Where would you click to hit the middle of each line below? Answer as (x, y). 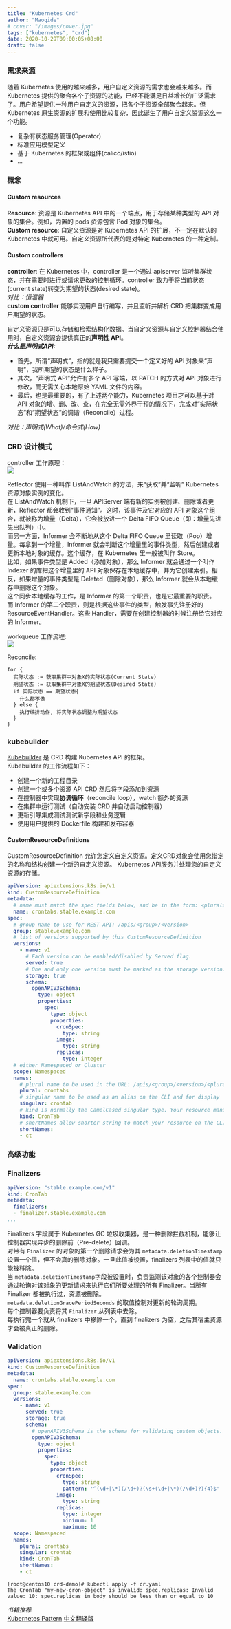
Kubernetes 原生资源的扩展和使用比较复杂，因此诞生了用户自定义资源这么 (112, 113)
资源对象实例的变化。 (37, 493)
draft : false (26, 45)
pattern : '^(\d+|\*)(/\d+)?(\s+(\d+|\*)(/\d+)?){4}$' (141, 1489)
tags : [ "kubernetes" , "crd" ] (49, 33)
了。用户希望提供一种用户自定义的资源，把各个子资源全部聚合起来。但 (107, 105)
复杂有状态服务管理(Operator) (59, 136)
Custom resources (34, 197)
